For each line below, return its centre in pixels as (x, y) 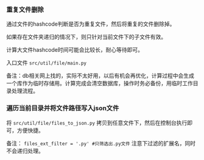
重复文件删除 (25, 9)
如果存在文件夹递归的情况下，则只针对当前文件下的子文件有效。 (86, 37)
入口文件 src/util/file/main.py (47, 63)
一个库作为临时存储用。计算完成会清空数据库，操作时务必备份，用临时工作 (100, 83)
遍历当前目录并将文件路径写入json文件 (63, 108)
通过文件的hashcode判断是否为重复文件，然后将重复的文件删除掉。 (91, 24)
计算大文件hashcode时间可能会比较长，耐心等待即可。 (75, 50)
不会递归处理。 (25, 151)
